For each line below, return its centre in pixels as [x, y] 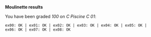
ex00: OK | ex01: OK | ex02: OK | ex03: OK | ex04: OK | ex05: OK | [76, 25]
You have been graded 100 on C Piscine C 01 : [51, 16]
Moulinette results [24, 7]
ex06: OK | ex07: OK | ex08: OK [38, 30]
